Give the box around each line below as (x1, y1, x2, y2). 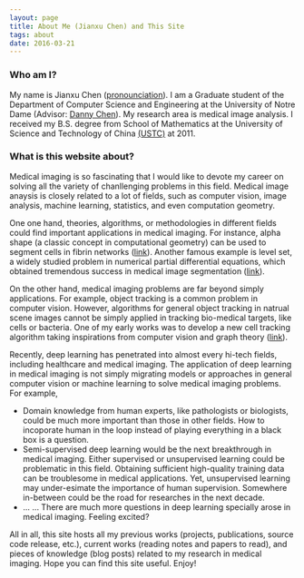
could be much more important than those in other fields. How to (22, 415, 265, 426)
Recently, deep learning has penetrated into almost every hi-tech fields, (9, 348, 278, 359)
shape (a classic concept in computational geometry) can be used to (9, 237, 267, 248)
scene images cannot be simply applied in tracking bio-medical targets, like (9, 312, 292, 323)
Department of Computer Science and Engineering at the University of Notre (9, 99, 296, 110)
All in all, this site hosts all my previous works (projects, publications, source (9, 528, 294, 540)
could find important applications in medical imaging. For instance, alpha (9, 227, 281, 238)
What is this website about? (9, 151, 134, 163)
